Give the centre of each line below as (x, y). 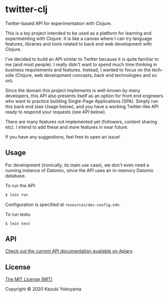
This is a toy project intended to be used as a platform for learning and (78, 33)
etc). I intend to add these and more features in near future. (67, 127)
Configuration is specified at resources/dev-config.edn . (63, 204)
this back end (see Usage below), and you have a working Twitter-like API (82, 106)
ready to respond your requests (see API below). (56, 112)
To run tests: (18, 214)
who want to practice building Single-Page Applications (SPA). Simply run (82, 101)
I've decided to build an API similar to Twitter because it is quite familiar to (82, 59)
